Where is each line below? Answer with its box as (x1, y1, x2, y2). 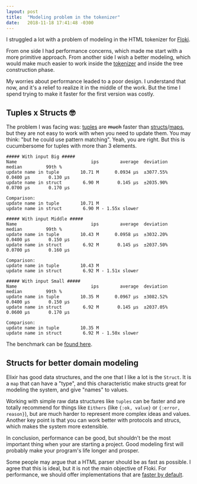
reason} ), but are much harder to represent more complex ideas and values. (6, 410, 191, 417)
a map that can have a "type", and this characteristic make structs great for (6, 380, 187, 387)
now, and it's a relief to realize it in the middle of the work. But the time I (6, 84, 181, 91)
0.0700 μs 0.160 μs (6, 247, 70, 253)
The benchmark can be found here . (6, 340, 93, 348)
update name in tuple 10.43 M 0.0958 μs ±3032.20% (6, 232, 168, 238)
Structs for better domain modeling (6, 358, 139, 368)
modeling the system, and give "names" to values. (6, 386, 129, 393)
